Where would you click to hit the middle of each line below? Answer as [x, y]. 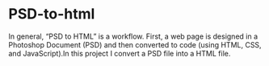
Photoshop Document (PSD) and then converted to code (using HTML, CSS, [135, 44]
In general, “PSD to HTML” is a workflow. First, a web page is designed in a [133, 36]
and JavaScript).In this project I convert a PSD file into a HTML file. [120, 53]
